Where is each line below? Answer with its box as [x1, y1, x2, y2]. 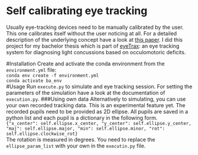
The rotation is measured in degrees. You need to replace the [6, 136, 155, 143]
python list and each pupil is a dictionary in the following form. [6, 114, 158, 121]
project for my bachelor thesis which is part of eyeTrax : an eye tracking [6, 42, 180, 50]
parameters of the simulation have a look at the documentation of [6, 89, 165, 96]
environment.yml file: [6, 66, 57, 73]
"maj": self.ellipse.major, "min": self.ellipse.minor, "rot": [6, 126, 165, 131]
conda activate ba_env [6, 78, 62, 84]
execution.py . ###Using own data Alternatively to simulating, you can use [6, 95, 186, 103]
